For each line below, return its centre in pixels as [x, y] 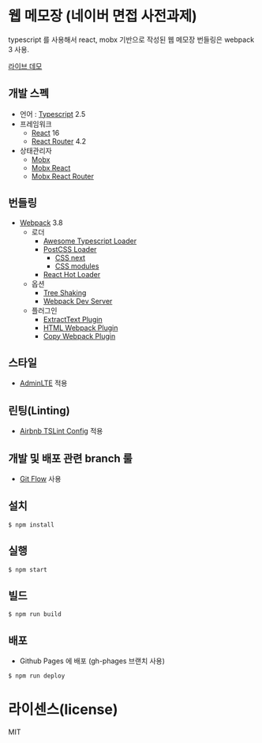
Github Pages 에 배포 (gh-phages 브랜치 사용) [92, 661]
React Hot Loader [72, 274]
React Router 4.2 [59, 141]
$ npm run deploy [37, 676]
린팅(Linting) [39, 410]
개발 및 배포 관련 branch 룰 [70, 458]
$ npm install [32, 525]
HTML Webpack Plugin [80, 328]
